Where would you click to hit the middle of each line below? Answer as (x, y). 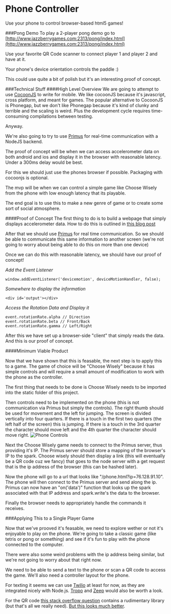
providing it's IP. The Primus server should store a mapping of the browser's (86, 450)
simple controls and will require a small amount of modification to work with (85, 371)
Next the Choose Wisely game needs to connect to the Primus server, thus (84, 445)
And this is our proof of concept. (40, 341)
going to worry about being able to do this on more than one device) (77, 244)
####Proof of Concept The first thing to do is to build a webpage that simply (86, 218)
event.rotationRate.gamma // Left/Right (49, 326)
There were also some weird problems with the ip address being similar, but (85, 554)
